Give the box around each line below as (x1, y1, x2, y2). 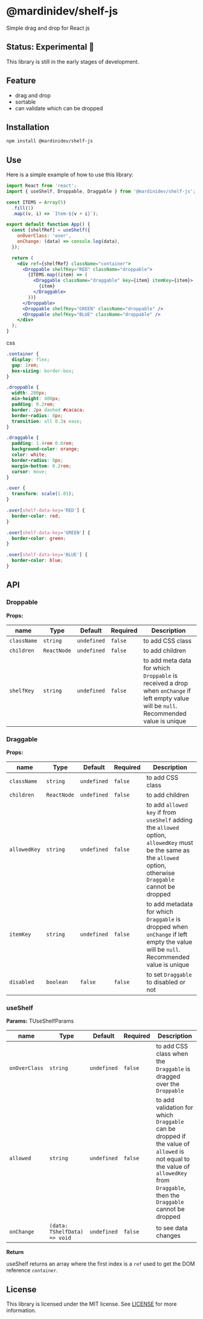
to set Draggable (146, 970, 192, 978)
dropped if (156, 1132, 186, 1141)
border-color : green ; (11, 535, 66, 541)
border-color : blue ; (11, 558, 63, 564)
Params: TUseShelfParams (6, 1017, 74, 1025)
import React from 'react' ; (6, 183, 77, 189)
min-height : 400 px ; (11, 396, 61, 402)
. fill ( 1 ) (11, 205, 34, 211)
